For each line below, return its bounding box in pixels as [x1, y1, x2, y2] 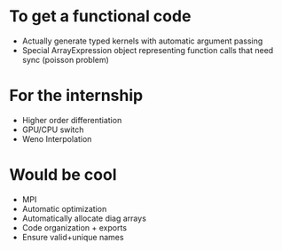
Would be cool [9, 165, 117, 185]
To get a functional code [9, 6, 192, 27]
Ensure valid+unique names [21, 231, 124, 242]
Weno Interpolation [21, 133, 92, 144]
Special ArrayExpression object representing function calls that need [21, 44, 274, 55]
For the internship [9, 86, 144, 106]
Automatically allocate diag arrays [21, 213, 146, 224]
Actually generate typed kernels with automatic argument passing [21, 35, 263, 46]
